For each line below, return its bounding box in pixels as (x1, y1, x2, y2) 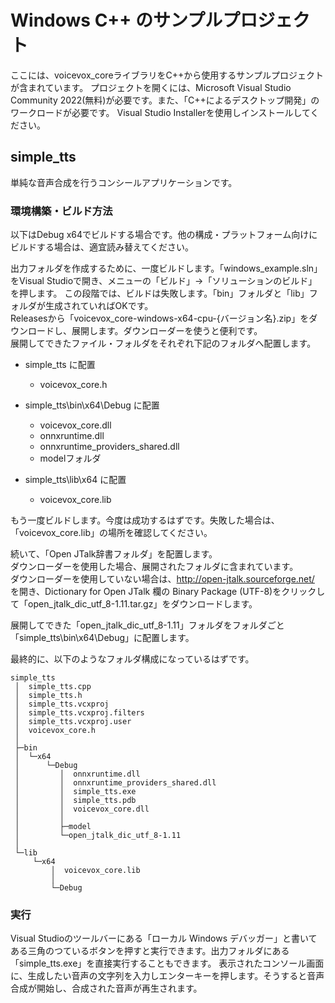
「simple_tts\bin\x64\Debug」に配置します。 (10, 632, 195, 644)
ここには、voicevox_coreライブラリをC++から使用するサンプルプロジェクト (10, 69, 324, 81)
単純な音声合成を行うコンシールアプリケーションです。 (10, 176, 238, 188)
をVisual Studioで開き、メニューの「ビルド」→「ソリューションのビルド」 (10, 275, 318, 287)
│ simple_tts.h (14, 691, 83, 701)
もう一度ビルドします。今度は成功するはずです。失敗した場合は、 (10, 514, 280, 526)
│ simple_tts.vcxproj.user (14, 717, 132, 727)
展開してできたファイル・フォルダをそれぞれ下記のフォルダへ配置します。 (10, 337, 317, 350)
